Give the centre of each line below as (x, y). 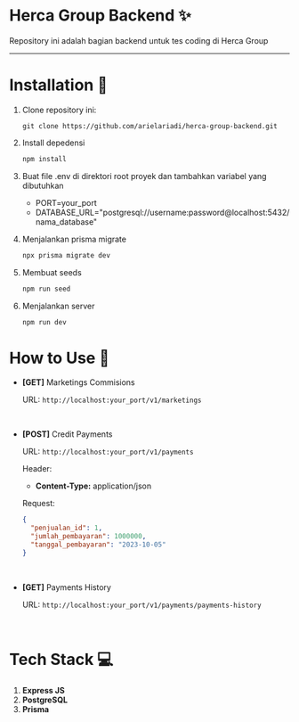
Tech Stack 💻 (61, 659)
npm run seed (46, 289)
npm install (44, 159)
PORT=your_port (66, 202)
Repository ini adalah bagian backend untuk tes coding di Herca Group (139, 40)
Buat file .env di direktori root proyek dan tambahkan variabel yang (144, 176)
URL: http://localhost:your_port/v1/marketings (112, 400)
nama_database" (66, 222)
